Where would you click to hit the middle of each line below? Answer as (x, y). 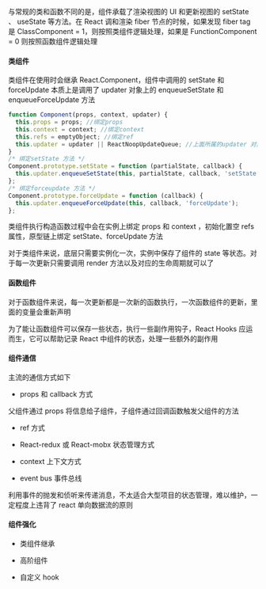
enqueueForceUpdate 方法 (52, 100)
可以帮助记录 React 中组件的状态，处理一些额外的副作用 (127, 338)
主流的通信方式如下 (40, 377)
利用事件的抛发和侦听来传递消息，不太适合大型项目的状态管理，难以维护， (129, 495)
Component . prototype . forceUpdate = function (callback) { (106, 196)
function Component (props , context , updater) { (88, 115)
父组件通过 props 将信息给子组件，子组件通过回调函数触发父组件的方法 (123, 411)
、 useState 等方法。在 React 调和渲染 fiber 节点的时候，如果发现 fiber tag (129, 21)
